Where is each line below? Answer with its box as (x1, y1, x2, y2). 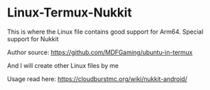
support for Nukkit (7, 34, 59, 43)
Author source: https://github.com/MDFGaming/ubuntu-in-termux (7, 48, 193, 56)
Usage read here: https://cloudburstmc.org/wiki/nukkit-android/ (7, 74, 187, 83)
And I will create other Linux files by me (7, 61, 119, 69)
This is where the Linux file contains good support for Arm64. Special (7, 27, 204, 36)
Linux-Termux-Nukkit (7, 5, 132, 21)
